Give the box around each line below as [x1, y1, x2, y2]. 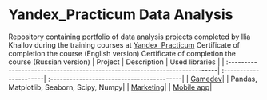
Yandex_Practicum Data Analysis [8, 6, 233, 24]
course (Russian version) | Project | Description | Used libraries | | [8, 57, 225, 67]
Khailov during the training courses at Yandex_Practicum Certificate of [8, 40, 241, 49]
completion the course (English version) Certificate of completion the [8, 48, 236, 58]
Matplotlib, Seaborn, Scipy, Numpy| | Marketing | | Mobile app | [8, 82, 213, 92]
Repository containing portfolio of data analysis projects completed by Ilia [8, 32, 251, 41]
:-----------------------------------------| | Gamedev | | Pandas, [47, 74, 257, 83]
